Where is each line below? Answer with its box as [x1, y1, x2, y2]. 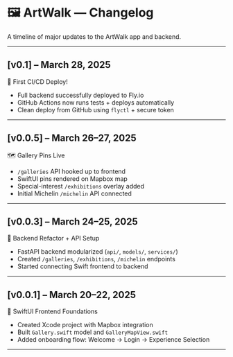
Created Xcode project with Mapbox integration [17, 321, 154, 329]
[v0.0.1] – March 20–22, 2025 [7, 288, 137, 301]
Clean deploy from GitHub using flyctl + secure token [17, 105, 175, 114]
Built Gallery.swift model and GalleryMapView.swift [17, 328, 169, 336]
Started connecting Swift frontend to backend [17, 262, 148, 270]
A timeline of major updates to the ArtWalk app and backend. [7, 32, 182, 41]
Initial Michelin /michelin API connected [17, 189, 132, 198]
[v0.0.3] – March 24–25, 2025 [7, 216, 139, 227]
